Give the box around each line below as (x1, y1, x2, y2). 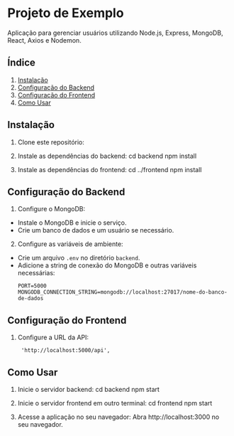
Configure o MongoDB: (17, 205, 86, 213)
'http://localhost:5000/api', (21, 347, 111, 354)
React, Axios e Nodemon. (7, 36, 82, 44)
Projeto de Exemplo (7, 5, 124, 21)
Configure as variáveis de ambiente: (17, 240, 123, 248)
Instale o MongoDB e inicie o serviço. (17, 218, 127, 227)
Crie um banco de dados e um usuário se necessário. (17, 226, 174, 235)
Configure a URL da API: (17, 333, 89, 342)
